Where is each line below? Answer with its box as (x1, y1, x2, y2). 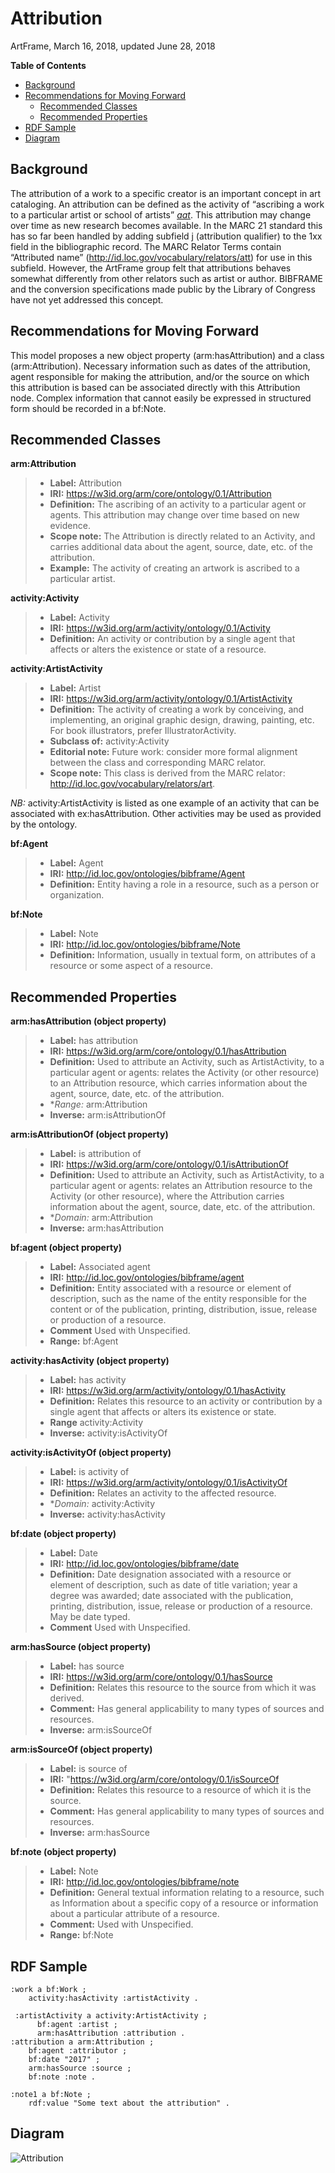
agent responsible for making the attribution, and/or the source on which (10, 370, 310, 382)
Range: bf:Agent (49, 1335, 119, 1347)
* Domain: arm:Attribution (49, 1212, 154, 1224)
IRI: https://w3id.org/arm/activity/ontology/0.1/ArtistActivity (49, 693, 293, 705)
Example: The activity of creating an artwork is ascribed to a (49, 562, 300, 574)
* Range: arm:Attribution (49, 1098, 148, 1111)
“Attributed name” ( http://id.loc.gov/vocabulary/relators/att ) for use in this (10, 251, 313, 263)
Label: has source (49, 1660, 125, 1672)
